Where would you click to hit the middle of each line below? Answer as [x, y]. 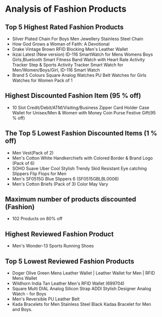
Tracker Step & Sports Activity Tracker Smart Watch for [68, 65]
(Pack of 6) [23, 163]
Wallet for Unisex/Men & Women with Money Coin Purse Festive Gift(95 [84, 113]
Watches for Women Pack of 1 [42, 80]
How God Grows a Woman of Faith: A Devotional [61, 44]
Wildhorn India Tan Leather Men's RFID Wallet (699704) [68, 283]
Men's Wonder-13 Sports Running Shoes [53, 246]
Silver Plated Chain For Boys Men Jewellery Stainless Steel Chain [78, 39]
